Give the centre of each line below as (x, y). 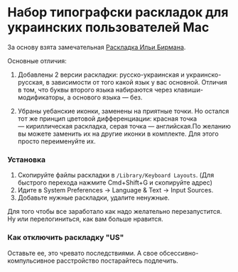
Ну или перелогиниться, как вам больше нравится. (85, 219)
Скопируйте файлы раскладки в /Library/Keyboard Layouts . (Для (116, 175)
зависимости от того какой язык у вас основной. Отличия (139, 82)
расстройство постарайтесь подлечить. (118, 261)
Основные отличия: (37, 60)
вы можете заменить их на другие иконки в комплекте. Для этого (118, 134)
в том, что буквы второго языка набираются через (95, 89)
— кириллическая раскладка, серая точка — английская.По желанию (124, 126)
